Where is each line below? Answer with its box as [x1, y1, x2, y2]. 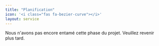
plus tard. [5, 35, 25, 41]
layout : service [5, 16, 39, 21]
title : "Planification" [5, 7, 55, 12]
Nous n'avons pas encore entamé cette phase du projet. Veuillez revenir [5, 30, 154, 36]
